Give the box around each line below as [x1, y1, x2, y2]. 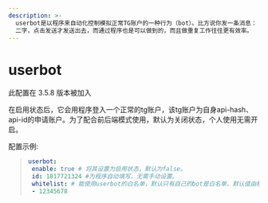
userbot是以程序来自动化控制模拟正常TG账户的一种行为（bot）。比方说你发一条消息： [15, 19, 258, 27]
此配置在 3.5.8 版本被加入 [8, 88, 92, 98]
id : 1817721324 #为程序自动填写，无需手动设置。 [31, 173, 178, 181]
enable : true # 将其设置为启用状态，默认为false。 [31, 165, 187, 174]
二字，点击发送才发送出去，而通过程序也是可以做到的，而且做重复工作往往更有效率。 [15, 26, 253, 34]
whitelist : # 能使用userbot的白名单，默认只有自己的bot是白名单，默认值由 [31, 180, 257, 188]
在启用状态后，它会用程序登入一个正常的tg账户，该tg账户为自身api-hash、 [8, 105, 254, 115]
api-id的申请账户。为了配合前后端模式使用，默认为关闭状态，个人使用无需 [8, 115, 251, 124]
